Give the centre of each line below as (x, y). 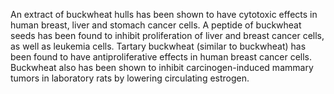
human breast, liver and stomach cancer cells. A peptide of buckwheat (156, 25)
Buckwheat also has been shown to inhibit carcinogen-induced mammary (162, 67)
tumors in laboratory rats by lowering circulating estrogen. (130, 78)
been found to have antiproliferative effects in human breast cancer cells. (161, 57)
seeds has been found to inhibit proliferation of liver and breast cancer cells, (167, 35)
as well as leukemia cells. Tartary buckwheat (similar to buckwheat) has (158, 46)
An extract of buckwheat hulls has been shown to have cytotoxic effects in (164, 14)
